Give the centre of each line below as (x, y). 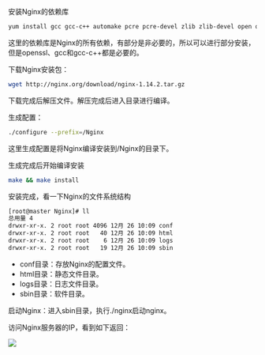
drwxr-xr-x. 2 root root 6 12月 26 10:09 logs (91, 240)
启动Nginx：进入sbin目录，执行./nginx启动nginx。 (90, 310)
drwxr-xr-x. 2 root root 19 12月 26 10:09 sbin (91, 247)
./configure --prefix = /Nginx (56, 132)
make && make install (44, 180)
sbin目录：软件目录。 (54, 293)
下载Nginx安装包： (39, 69)
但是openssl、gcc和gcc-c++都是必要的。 (76, 52)
